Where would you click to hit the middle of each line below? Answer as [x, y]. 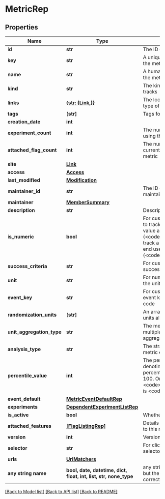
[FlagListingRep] [86, 426]
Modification [82, 180]
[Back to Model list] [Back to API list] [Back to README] [61, 492]
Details [151, 423]
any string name [27, 473]
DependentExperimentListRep [102, 407]
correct [151, 479]
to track [152, 224]
